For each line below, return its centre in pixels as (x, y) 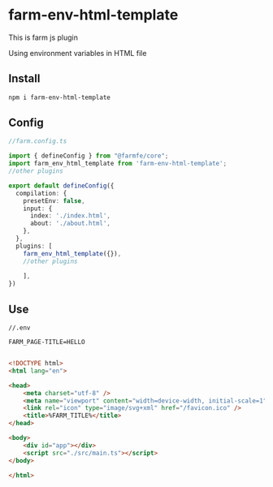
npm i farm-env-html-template (60, 97)
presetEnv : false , (54, 200)
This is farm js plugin (43, 37)
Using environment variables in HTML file (78, 53)
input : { (38, 209)
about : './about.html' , (70, 224)
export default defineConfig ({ (61, 185)
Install (24, 79)
